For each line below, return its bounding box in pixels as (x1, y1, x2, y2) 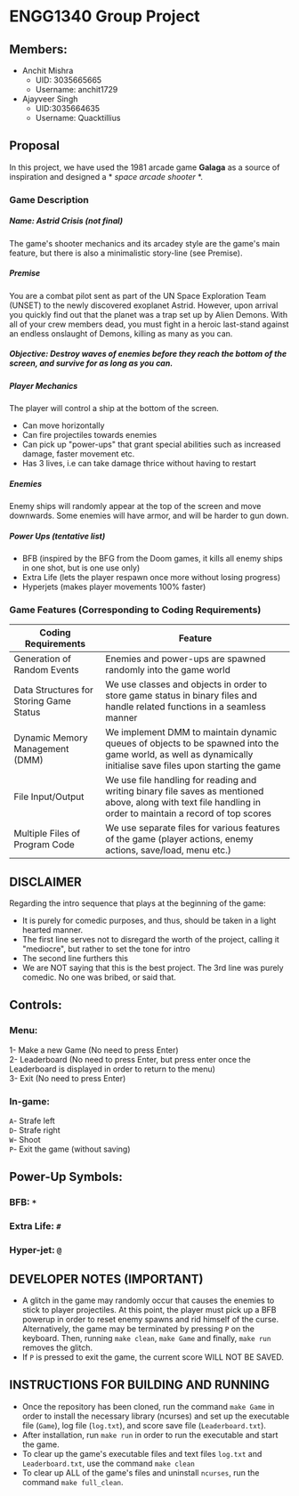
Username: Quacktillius (35, 113, 121, 123)
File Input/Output (13, 790, 85, 803)
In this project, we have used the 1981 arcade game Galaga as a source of (9, 162, 280, 173)
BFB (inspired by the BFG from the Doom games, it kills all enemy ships (21, 553, 283, 563)
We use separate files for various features (105, 821, 280, 834)
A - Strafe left (9, 1115, 55, 1127)
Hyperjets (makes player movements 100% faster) (21, 581, 206, 592)
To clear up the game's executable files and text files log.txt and (21, 1448, 263, 1459)
